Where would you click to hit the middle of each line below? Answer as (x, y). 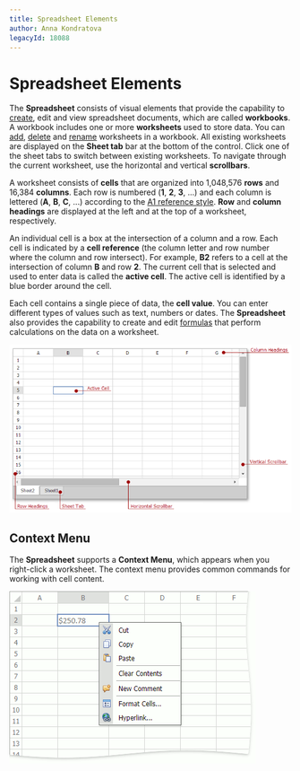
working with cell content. (57, 578)
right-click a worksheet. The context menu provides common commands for (150, 569)
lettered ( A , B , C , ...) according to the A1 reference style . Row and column (146, 202)
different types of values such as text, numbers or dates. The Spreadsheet (148, 313)
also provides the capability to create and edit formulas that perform (135, 322)
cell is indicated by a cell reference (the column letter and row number (140, 248)
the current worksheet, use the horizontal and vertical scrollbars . (130, 165)
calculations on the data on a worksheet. (84, 332)
